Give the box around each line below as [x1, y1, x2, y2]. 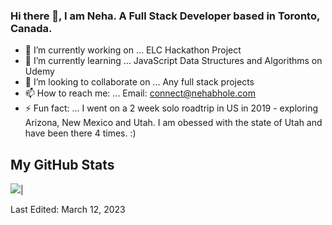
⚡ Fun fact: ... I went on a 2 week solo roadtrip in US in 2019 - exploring [24, 102, 319, 114]
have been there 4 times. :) [24, 127, 137, 139]
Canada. [10, 21, 53, 35]
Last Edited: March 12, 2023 [10, 204, 126, 216]
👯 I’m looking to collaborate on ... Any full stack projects [24, 76, 255, 88]
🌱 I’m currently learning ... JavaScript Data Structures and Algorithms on [24, 55, 323, 67]
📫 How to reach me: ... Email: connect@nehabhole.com [24, 87, 256, 99]
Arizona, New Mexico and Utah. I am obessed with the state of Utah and [24, 117, 323, 129]
